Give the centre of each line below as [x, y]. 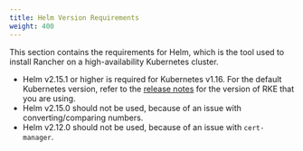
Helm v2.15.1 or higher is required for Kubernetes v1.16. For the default [152, 79]
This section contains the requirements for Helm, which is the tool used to [147, 52]
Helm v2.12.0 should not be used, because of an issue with [132, 127]
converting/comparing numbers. [83, 118]
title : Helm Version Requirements [75, 18]
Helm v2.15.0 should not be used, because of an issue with [132, 108]
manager [37, 137]
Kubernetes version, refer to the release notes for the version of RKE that [158, 89]
